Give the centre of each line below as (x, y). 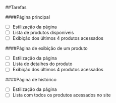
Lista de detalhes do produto (42, 64)
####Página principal (28, 17)
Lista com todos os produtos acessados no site (62, 95)
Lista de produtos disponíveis (43, 33)
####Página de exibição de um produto (47, 48)
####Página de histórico (31, 80)
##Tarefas (16, 7)
